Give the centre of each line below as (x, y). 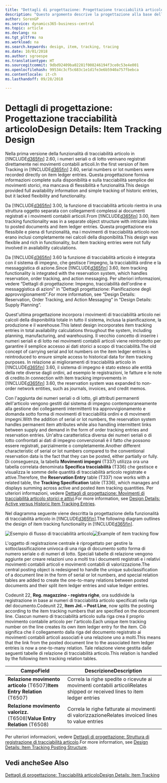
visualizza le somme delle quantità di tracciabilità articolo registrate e (76, 472)
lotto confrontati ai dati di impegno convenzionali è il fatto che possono (78, 440)
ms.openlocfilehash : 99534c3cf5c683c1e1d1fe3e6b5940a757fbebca (72, 70)
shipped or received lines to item (105, 692)
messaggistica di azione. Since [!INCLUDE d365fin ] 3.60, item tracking (76, 268)
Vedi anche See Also (37, 763)
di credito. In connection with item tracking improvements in (66, 378)
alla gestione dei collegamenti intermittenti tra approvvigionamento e (75, 409)
